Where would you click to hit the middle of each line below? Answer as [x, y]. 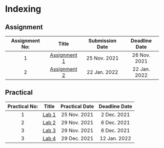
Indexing [23, 9]
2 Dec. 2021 [115, 114]
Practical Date [77, 106]
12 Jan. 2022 [115, 138]
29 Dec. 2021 [77, 138]
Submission [102, 41]
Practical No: [23, 106]
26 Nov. [141, 55]
